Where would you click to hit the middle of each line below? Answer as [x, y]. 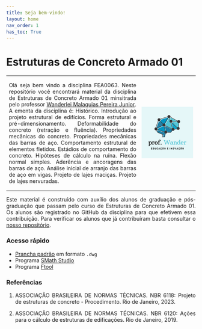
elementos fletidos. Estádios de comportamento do [72, 149]
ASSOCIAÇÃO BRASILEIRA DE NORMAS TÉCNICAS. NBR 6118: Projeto [105, 295]
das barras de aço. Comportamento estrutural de [72, 143]
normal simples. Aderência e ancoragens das [72, 162]
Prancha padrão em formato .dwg [56, 254]
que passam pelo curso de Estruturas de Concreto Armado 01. [115, 206]
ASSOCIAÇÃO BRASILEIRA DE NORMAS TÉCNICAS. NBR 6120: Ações [105, 313]
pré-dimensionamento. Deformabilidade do [72, 123]
